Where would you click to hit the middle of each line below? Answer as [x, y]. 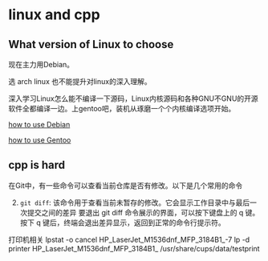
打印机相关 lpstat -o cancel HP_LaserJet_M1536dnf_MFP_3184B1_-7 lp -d [129, 239]
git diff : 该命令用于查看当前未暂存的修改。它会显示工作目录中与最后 [135, 203]
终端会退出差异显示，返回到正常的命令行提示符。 [145, 223]
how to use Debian [39, 124]
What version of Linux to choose [91, 44]
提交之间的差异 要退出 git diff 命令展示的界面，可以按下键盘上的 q [135, 212]
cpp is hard [37, 165]
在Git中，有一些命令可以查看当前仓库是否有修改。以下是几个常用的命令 [126, 185]
